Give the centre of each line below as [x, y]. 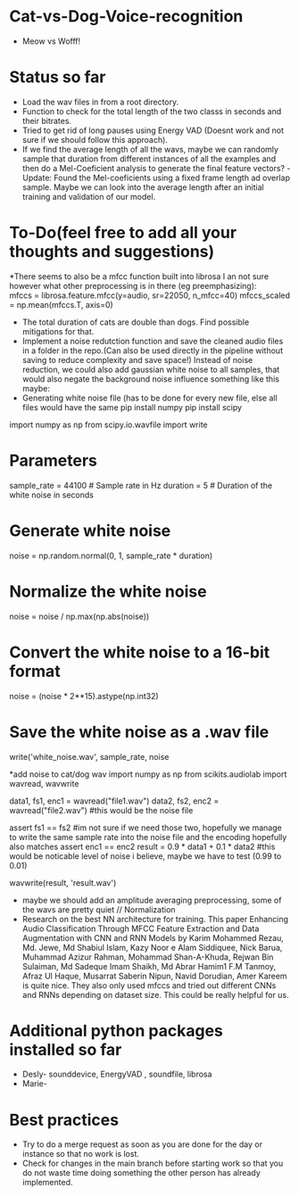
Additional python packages [116, 1031]
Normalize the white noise [108, 591]
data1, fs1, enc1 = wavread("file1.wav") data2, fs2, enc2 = [114, 801]
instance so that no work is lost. [81, 1154]
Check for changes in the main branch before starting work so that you [153, 1163]
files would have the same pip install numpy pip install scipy [132, 407]
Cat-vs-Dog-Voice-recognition [126, 16]
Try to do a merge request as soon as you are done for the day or [142, 1144]
